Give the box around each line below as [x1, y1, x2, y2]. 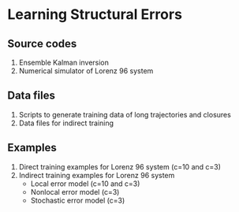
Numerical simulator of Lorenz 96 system [18, 66, 154, 76]
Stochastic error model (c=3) [30, 195, 125, 205]
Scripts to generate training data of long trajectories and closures [18, 110, 232, 119]
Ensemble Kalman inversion [18, 58, 110, 67]
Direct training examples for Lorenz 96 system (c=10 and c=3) [18, 162, 222, 171]
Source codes [7, 37, 77, 50]
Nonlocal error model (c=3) [30, 187, 120, 196]
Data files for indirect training [18, 118, 114, 128]
